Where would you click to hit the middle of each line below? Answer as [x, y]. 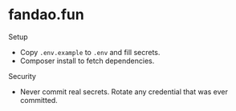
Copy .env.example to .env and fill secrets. [90, 52]
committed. [39, 100]
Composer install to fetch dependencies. [87, 61]
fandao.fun [46, 15]
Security [22, 76]
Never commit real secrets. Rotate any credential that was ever [124, 91]
